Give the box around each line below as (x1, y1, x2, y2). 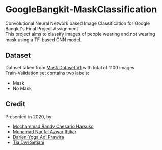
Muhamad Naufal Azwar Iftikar (12, 128, 77, 135)
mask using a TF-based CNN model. (5, 36, 82, 43)
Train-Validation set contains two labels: (5, 70, 89, 76)
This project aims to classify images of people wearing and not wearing (5, 31, 155, 37)
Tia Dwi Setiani (12, 139, 44, 145)
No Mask (12, 85, 32, 91)
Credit (5, 100, 25, 108)
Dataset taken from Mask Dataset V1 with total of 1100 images (5, 64, 135, 70)
